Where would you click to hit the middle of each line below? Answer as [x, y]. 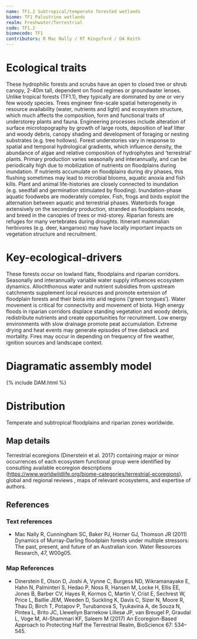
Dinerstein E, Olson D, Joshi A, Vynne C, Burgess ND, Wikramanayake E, [102, 581]
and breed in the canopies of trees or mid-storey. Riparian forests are [90, 215]
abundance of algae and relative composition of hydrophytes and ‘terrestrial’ [99, 153]
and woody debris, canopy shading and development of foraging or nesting [98, 134]
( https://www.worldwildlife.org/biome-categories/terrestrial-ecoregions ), [94, 474]
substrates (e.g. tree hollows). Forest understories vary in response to [91, 140]
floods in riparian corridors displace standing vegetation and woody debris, [97, 311]
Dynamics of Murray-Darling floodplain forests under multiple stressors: [102, 540]
